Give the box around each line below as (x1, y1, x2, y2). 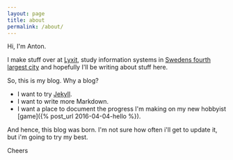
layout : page (7, 10, 45, 17)
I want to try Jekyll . (17, 90, 72, 98)
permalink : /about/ (7, 23, 64, 30)
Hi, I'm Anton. (7, 42, 47, 51)
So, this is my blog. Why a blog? (7, 77, 99, 85)
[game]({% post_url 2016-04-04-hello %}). (17, 112, 141, 120)
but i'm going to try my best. (7, 133, 88, 141)
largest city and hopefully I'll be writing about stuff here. (7, 63, 168, 72)
